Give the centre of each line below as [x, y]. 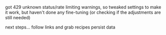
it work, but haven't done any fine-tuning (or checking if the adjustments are [83, 12]
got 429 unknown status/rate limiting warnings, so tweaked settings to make [83, 7]
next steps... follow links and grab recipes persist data [60, 27]
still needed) [18, 17]
